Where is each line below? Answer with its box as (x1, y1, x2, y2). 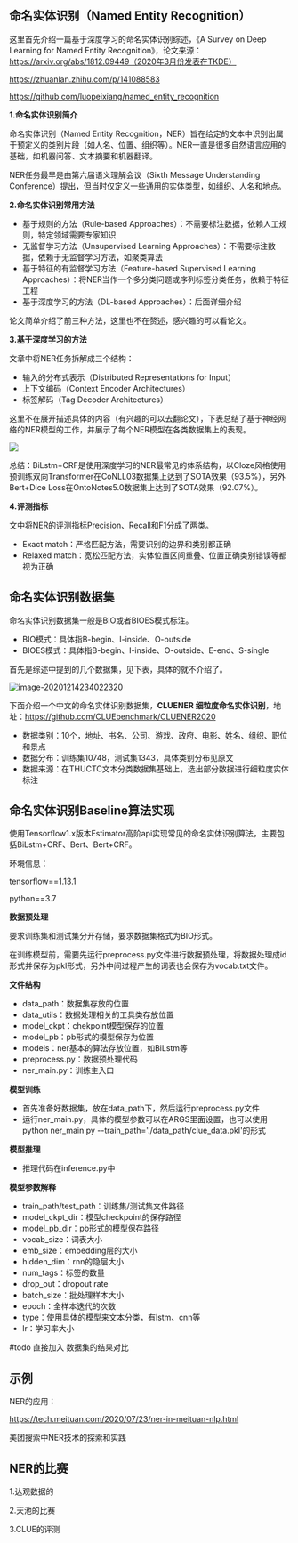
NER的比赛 (9, 1460, 68, 1475)
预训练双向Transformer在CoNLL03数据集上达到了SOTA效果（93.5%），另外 (9, 471, 286, 481)
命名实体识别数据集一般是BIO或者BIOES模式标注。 (9, 615, 194, 626)
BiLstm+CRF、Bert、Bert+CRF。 (16, 839, 137, 850)
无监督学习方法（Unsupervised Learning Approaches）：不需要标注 (21, 240, 269, 251)
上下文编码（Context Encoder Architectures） (21, 383, 190, 393)
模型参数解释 (9, 1182, 56, 1192)
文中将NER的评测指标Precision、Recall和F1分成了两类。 (9, 520, 213, 530)
